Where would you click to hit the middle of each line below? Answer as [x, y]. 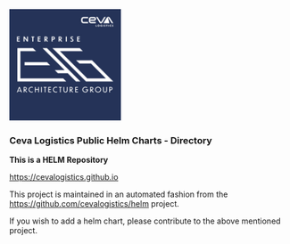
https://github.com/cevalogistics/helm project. [95, 204]
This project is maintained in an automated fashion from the [119, 194]
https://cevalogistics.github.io [64, 177]
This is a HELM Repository [59, 160]
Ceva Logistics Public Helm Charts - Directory [111, 140]
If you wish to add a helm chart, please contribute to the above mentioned [145, 221]
